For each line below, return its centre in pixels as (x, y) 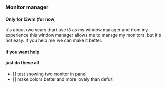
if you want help (23, 52)
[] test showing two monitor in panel (50, 74)
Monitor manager (27, 7)
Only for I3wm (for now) (31, 19)
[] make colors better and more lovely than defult (63, 79)
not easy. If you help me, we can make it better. (54, 40)
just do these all (22, 63)
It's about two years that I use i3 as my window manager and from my (77, 30)
